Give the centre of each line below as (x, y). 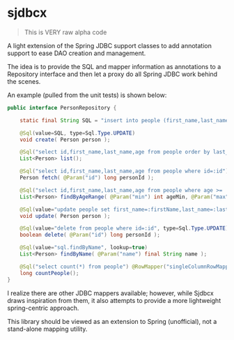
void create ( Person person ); (65, 140)
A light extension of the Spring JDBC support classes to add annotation (110, 45)
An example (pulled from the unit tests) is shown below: (87, 95)
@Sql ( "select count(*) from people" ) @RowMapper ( (93, 267)
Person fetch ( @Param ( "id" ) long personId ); (87, 178)
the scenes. (24, 81)
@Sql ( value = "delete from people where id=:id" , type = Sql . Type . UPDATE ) (124, 228)
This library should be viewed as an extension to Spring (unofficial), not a (112, 321)
